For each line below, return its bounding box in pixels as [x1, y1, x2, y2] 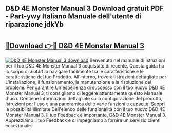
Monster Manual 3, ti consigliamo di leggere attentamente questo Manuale [5, 90, 163, 96]
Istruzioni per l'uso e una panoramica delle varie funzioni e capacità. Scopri [5, 101, 165, 107]
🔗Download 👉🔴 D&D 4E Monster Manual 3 [5, 41, 145, 50]
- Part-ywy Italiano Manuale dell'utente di [5, 12, 141, 21]
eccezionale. [5, 123, 32, 128]
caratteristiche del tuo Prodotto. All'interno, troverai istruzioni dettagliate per [5, 74, 167, 80]
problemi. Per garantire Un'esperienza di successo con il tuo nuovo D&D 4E [5, 84, 165, 91]
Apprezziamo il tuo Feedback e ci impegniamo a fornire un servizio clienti [5, 117, 161, 123]
